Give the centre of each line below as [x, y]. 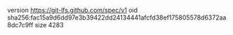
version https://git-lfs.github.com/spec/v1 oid [73, 10]
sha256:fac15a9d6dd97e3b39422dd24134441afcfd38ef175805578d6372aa [117, 17]
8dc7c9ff [20, 25]
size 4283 [49, 25]
